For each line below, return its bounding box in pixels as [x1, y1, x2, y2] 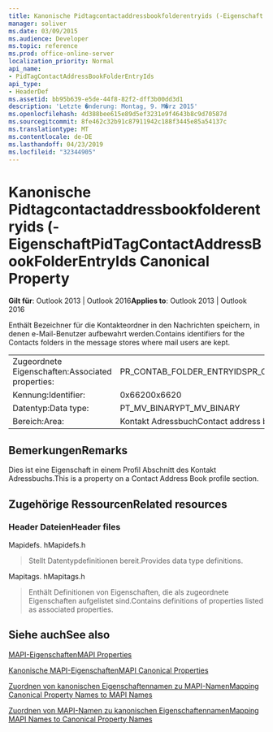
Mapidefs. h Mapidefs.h [8, 539, 86, 549]
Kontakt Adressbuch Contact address [119, 416, 262, 427]
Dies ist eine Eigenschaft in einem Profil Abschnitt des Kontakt [8, 465, 217, 475]
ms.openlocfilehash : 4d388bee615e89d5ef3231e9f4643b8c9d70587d [8, 110, 227, 119]
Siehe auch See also [8, 628, 110, 642]
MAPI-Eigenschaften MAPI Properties [8, 649, 132, 659]
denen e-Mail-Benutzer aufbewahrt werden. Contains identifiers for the [8, 329, 245, 339]
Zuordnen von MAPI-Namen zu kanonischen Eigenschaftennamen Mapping [8, 705, 259, 715]
